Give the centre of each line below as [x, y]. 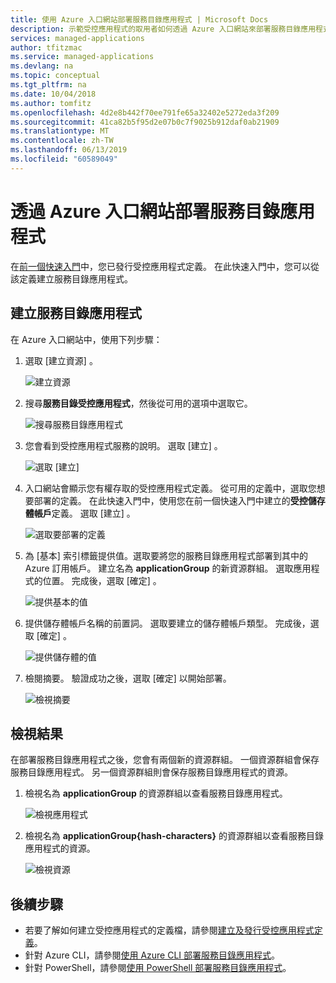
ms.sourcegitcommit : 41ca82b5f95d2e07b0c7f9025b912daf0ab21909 [145, 122]
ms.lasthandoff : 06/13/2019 [69, 150]
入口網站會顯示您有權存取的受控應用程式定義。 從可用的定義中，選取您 [170, 488]
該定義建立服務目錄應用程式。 [71, 278]
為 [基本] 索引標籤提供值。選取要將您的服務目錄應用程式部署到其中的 [166, 555]
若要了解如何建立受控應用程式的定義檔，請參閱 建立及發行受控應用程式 [169, 930]
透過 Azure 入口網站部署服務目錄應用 [163, 211]
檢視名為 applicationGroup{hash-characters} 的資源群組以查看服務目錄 [174, 836]
